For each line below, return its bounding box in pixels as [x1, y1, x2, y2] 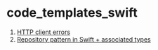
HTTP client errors [16, 28, 71, 36]
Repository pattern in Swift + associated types [16, 35, 152, 43]
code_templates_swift [6, 5, 138, 21]
